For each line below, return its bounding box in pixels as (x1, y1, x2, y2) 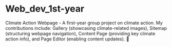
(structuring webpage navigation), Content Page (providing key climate (5, 30, 156, 36)
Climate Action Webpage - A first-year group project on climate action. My (5, 20, 163, 26)
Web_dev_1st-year (5, 3, 85, 15)
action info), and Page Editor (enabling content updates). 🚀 (5, 36, 129, 42)
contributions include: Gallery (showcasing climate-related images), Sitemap (5, 25, 167, 31)
